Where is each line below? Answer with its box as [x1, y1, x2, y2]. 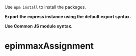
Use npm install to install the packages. [4, 4, 86, 10]
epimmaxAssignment [4, 40, 94, 52]
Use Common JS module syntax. [4, 23, 73, 29]
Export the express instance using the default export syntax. [4, 14, 131, 19]
